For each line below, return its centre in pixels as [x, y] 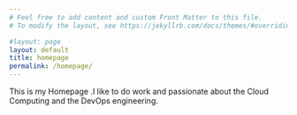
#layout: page [35, 42]
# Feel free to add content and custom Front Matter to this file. [136, 17]
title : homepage [39, 58]
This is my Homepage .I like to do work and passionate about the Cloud [139, 91]
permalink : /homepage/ [51, 66]
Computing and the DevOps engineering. [84, 101]
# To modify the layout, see [63, 26]
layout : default [39, 50]
